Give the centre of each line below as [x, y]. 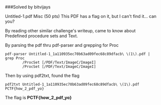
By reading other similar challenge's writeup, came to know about [70, 31]
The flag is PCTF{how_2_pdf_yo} [38, 98]
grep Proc [15, 58]
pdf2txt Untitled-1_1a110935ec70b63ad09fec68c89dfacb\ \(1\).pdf [72, 84]
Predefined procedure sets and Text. [42, 36]
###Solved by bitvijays [28, 7]
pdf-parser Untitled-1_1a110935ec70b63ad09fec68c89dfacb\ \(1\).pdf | [78, 54]
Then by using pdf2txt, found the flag [42, 76]
